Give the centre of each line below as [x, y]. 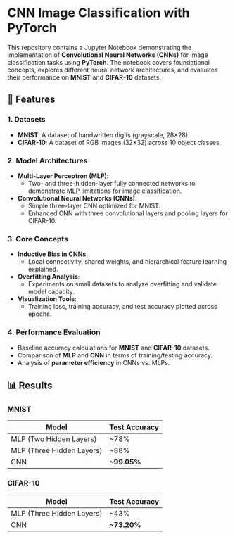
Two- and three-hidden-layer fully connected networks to [112, 183]
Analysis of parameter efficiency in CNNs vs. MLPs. [94, 362]
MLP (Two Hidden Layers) [54, 439]
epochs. [40, 314]
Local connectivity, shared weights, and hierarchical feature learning [127, 262]
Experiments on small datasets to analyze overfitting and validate [122, 284]
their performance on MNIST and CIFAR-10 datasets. [84, 77]
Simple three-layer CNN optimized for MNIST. [94, 205]
